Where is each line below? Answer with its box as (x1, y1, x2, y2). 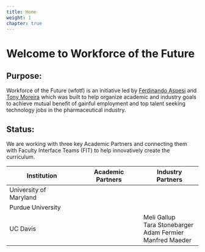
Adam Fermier (143, 228, 184, 237)
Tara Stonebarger (143, 221, 194, 229)
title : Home (6, 9, 37, 15)
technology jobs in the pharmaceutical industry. (6, 106, 126, 113)
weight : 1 (6, 15, 32, 21)
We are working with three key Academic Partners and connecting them (6, 140, 187, 148)
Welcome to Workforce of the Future (6, 46, 195, 60)
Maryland (9, 193, 37, 202)
